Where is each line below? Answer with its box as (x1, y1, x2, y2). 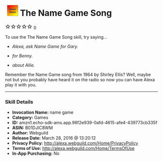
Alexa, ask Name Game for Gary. (12, 44, 79, 49)
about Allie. (12, 62, 35, 68)
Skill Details (5, 98, 33, 105)
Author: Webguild (12, 130, 49, 136)
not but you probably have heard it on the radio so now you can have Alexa (5, 76, 155, 82)
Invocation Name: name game (12, 109, 74, 116)
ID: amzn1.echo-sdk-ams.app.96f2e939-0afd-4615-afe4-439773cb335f (12, 120, 158, 126)
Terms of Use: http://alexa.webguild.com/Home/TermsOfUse (12, 146, 135, 151)
